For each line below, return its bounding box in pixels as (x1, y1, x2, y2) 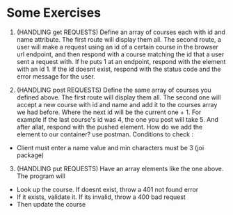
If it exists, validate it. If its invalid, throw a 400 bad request (16, 193, 186, 201)
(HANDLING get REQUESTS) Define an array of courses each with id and (16, 28, 225, 36)
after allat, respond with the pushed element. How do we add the (16, 122, 203, 131)
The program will (16, 172, 65, 180)
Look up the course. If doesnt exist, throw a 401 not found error (16, 185, 199, 193)
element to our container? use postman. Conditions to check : (16, 130, 194, 138)
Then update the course (16, 200, 86, 208)
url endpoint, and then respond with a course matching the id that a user (16, 50, 225, 58)
